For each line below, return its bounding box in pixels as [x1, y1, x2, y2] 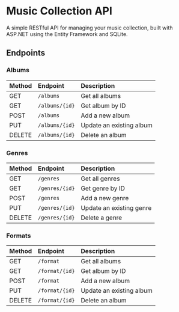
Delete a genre [80, 213, 123, 222]
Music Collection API [6, 4, 113, 18]
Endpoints [6, 48, 46, 58]
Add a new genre [80, 194, 129, 202]
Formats [6, 231, 31, 240]
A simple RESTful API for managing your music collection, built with [6, 24, 173, 31]
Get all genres [80, 174, 120, 183]
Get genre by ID [80, 184, 125, 192]
